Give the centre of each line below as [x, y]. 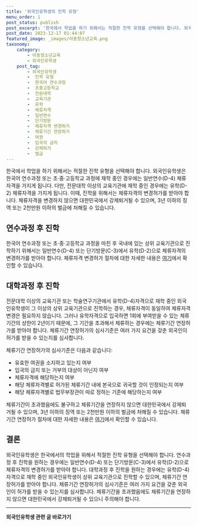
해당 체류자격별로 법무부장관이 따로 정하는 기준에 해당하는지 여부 [88, 392]
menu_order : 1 [23, 17]
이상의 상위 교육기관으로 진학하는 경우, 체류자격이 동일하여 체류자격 [114, 308]
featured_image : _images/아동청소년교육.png [57, 39]
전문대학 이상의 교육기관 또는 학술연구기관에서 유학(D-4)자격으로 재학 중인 [91, 301]
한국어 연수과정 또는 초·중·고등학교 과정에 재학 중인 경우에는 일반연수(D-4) [91, 178]
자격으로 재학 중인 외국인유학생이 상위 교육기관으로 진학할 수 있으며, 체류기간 [94, 477]
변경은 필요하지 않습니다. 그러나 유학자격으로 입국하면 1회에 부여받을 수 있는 [92, 316]
